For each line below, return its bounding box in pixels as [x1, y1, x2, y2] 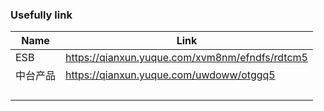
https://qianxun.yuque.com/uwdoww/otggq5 [65, 68, 276, 82]
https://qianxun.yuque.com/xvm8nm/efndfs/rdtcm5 [65, 51, 308, 65]
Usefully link [10, 8, 73, 22]
